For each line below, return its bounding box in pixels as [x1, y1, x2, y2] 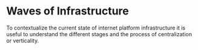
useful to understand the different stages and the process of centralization [6, 30, 193, 37]
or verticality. [6, 37, 39, 44]
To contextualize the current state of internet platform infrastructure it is [6, 24, 186, 31]
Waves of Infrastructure [6, 4, 129, 18]
